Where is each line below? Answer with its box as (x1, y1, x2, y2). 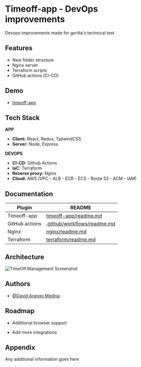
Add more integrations (12, 329, 57, 335)
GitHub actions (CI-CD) (12, 72, 59, 78)
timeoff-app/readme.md (46, 212, 102, 219)
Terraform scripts (12, 67, 47, 73)
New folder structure (12, 57, 54, 63)
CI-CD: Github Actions (12, 160, 57, 166)
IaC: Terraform (12, 165, 42, 171)
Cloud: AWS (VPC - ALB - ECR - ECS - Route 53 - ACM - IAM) (12, 175, 137, 181)
